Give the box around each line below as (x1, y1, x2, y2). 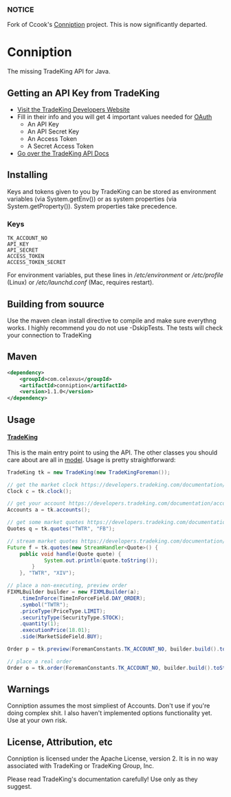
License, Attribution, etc (7, 736, 113, 747)
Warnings (7, 684, 50, 695)
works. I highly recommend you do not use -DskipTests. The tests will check (7, 323, 223, 331)
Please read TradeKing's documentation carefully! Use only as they (7, 775, 198, 783)
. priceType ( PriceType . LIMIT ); (19, 607, 107, 615)
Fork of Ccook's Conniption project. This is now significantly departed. (7, 21, 208, 29)
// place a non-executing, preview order (7, 582, 128, 589)
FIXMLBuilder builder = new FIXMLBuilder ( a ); (7, 589, 140, 596)
